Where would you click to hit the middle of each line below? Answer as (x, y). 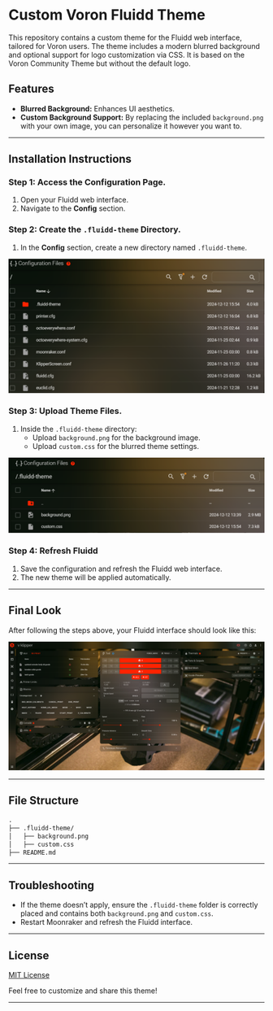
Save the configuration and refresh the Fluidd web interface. (121, 569)
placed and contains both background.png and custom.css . (117, 913)
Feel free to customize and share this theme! (83, 991)
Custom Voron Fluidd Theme (107, 15)
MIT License (29, 975)
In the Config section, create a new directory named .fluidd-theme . (134, 247)
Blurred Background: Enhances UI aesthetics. (97, 108)
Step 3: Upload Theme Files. (65, 411)
